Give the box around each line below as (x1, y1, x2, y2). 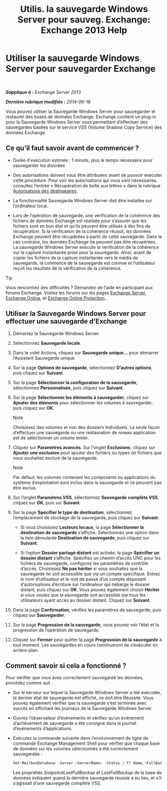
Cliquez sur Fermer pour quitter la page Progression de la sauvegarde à (12, 636, 162, 642)
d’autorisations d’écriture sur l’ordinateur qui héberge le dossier (20, 581, 151, 587)
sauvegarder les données (12, 162, 65, 168)
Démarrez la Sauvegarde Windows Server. (12, 330, 100, 336)
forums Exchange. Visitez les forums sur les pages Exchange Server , (5, 290, 147, 296)
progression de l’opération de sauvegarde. (12, 627, 100, 633)
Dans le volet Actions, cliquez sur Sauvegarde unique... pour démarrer (12, 349, 159, 356)
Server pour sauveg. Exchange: (17, 14, 151, 25)
